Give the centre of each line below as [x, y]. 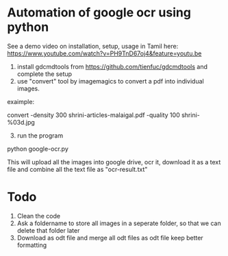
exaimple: [21, 101]
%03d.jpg [21, 122]
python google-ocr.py [38, 149]
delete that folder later [48, 230]
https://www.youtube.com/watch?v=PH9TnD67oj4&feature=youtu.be [104, 53]
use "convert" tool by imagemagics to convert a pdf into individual [110, 81]
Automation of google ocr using [99, 13]
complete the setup [45, 74]
